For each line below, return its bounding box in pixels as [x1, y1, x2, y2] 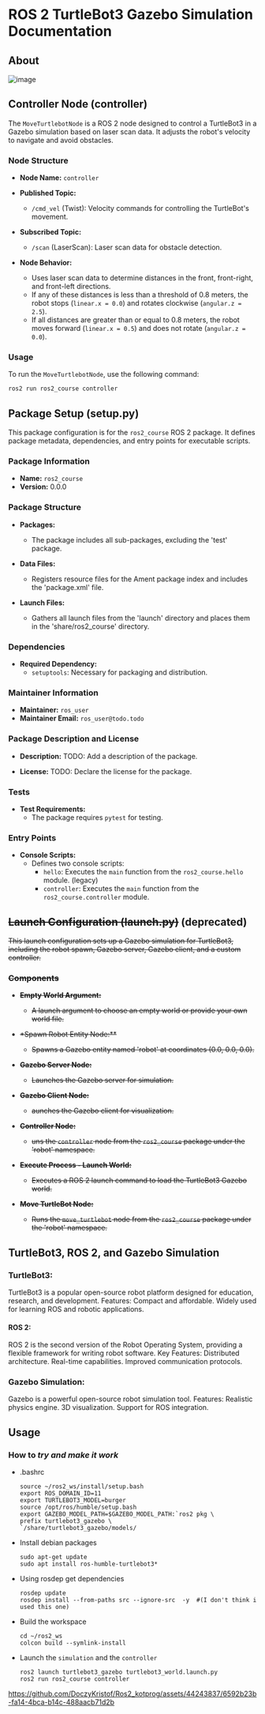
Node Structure [8, 155, 69, 166]
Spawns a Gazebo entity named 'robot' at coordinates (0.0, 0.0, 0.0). [31, 1045, 255, 1054]
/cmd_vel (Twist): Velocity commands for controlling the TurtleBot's [31, 204, 250, 213]
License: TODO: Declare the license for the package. [19, 766, 192, 776]
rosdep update [19, 1589, 66, 1597]
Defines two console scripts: [31, 859, 125, 868]
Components [8, 972, 59, 983]
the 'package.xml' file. [31, 582, 104, 592]
